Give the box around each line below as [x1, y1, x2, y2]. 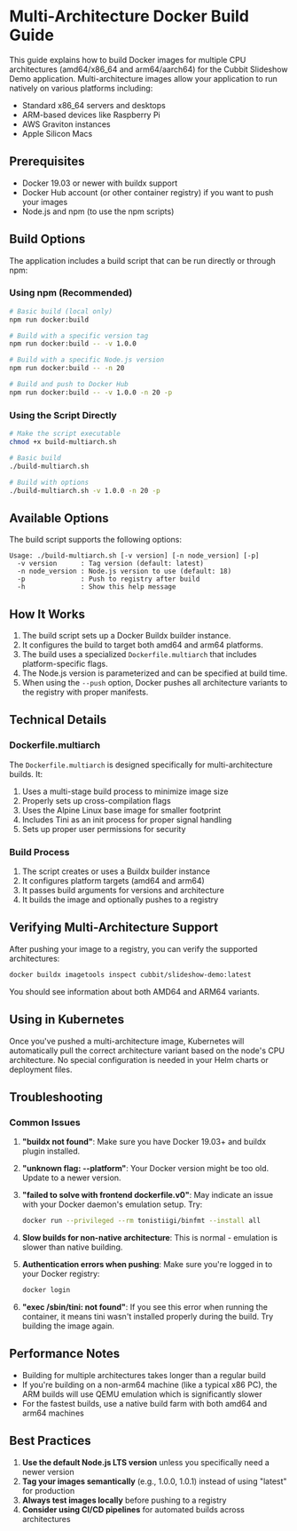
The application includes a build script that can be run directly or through [9, 255, 277, 266]
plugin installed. [21, 1146, 81, 1156]
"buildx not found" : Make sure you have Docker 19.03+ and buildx [21, 1137, 267, 1147]
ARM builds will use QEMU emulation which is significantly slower [21, 1388, 262, 1400]
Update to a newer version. [21, 1172, 121, 1183]
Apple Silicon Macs [21, 128, 93, 139]
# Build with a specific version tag [9, 331, 149, 340]
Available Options [9, 511, 109, 526]
